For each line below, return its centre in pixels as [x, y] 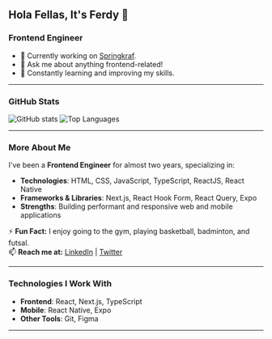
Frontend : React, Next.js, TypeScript [81, 301]
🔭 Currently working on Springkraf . [78, 55]
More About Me [40, 147]
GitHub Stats [34, 101]
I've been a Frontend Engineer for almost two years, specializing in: [121, 165]
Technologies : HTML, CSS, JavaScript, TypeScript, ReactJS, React [132, 181]
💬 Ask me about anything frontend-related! [91, 64]
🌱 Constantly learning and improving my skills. [97, 73]
